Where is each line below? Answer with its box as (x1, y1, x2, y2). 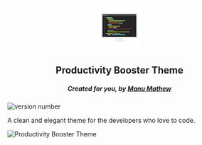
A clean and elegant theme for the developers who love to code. (7, 116, 196, 125)
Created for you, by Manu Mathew (67, 84, 172, 93)
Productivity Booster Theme (55, 64, 184, 76)
